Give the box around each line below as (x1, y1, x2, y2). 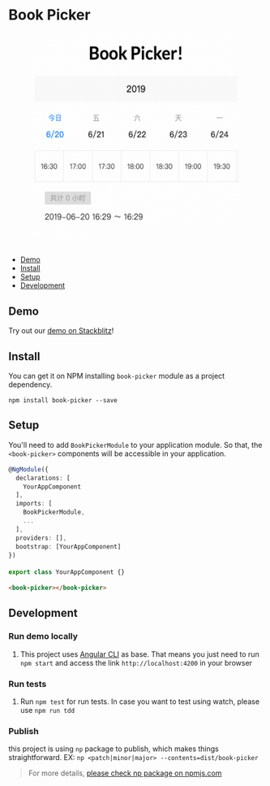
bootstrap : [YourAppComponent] (15, 542, 122, 550)
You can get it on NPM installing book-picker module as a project (8, 371, 225, 380)
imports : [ (15, 500, 53, 508)
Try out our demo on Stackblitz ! (8, 326, 114, 336)
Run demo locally (8, 631, 79, 642)
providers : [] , (15, 534, 67, 542)
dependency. (8, 380, 53, 389)
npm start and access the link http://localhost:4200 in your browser (19, 658, 253, 667)
